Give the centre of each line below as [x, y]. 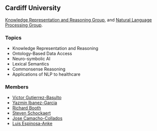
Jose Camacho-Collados [37, 118]
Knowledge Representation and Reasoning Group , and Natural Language [78, 20]
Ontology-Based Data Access [42, 54]
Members [17, 87]
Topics [13, 38]
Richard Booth [26, 108]
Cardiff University [33, 8]
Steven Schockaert [31, 113]
